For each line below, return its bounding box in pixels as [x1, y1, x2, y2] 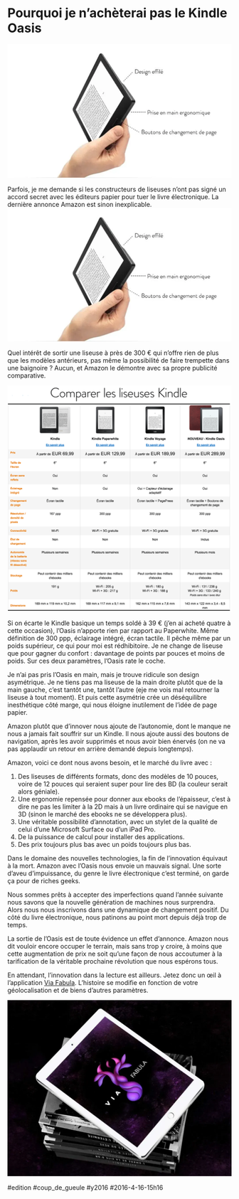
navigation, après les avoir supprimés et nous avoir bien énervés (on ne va [7, 737, 225, 745]
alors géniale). [17, 787, 60, 796]
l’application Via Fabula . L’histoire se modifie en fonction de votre [7, 978, 198, 986]
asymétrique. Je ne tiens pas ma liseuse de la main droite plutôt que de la [7, 678, 223, 686]
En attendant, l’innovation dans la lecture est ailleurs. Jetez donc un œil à [7, 971, 222, 979]
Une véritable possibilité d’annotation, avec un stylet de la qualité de [17, 817, 218, 826]
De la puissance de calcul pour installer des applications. [17, 832, 185, 841]
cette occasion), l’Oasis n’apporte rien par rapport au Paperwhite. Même [7, 626, 219, 634]
